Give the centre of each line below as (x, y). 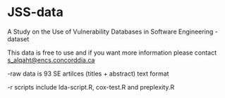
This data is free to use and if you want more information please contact (112, 52)
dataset (18, 38)
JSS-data (35, 12)
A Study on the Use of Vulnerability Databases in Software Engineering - (113, 31)
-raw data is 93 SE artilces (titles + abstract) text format (88, 73)
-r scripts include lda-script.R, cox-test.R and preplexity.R (91, 87)
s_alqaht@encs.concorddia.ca (51, 59)
